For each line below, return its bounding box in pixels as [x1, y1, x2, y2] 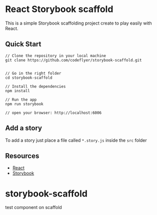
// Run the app [5, 97, 37, 102]
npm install [5, 88, 30, 93]
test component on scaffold [5, 204, 62, 210]
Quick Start [5, 40, 41, 49]
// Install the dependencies [5, 84, 66, 89]
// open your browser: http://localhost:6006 [5, 110, 101, 115]
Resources [5, 151, 39, 160]
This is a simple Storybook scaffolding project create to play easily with [5, 20, 152, 26]
